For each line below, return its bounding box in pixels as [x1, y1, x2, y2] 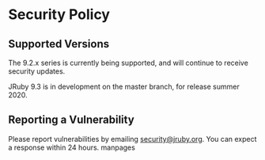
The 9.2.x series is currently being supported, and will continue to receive [8, 58, 249, 67]
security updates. [8, 67, 66, 76]
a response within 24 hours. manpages [8, 143, 136, 152]
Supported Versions [8, 37, 109, 51]
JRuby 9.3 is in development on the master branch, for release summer [8, 82, 240, 91]
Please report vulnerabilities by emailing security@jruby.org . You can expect [8, 134, 257, 143]
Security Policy [8, 6, 111, 24]
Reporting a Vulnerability [8, 113, 134, 127]
